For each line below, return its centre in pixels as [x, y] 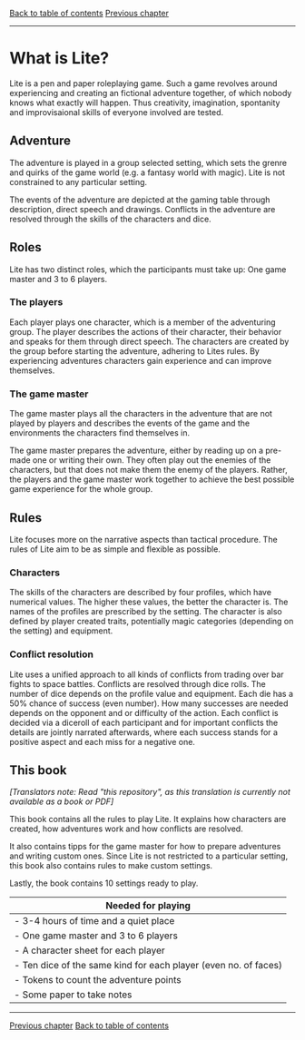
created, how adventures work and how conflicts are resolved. [126, 829]
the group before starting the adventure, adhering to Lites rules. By [135, 351]
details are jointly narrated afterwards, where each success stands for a [144, 732]
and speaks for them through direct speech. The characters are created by [149, 341]
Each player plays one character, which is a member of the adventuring [143, 322]
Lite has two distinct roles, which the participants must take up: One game [148, 269]
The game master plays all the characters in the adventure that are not [141, 414]
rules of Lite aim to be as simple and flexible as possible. [115, 549]
